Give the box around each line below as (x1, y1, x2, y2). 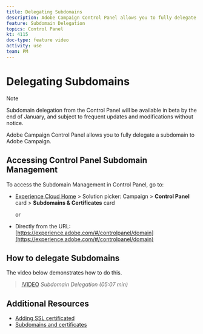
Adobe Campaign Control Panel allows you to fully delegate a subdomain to (6, 131, 195, 138)
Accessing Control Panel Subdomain (6, 155, 147, 166)
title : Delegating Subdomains (6, 9, 83, 15)
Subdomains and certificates (15, 321, 87, 329)
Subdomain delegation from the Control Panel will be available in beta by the (6, 106, 197, 114)
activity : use (6, 43, 42, 49)
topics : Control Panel (6, 26, 64, 32)
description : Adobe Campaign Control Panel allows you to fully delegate (6, 15, 197, 21)
